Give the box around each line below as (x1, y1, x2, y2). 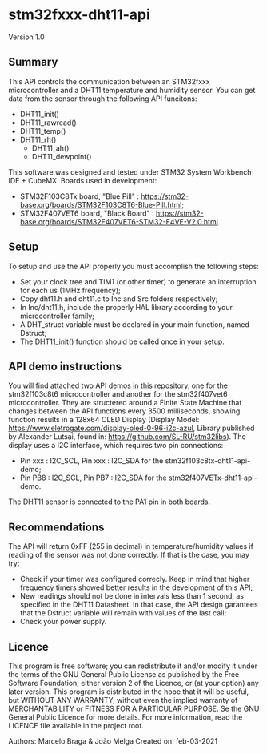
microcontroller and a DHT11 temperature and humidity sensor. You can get (8, 85, 256, 95)
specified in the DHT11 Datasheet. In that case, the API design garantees (19, 599, 258, 610)
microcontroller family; (19, 311, 94, 321)
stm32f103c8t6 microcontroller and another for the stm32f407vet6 (8, 389, 228, 399)
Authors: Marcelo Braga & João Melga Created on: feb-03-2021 (8, 736, 218, 746)
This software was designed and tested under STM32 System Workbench (8, 167, 252, 177)
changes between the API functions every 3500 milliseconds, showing (8, 406, 241, 416)
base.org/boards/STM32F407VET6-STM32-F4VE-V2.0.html (19, 216, 218, 226)
